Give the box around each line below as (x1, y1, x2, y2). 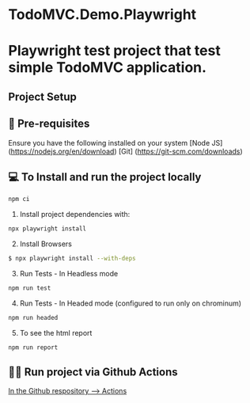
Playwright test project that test (8, 42, 222, 60)
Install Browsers (19, 239, 73, 249)
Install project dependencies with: (19, 210, 131, 219)
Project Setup (8, 89, 78, 104)
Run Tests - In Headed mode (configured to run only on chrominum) (19, 298, 242, 308)
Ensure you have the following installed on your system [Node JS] (8, 138, 223, 147)
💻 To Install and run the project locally (8, 170, 202, 184)
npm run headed (8, 314, 59, 321)
